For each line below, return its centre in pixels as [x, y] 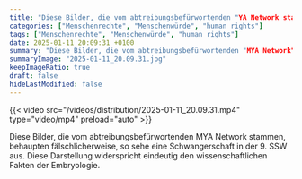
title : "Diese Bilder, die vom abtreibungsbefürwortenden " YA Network [144, 17]
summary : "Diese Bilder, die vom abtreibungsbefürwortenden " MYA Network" [152, 51]
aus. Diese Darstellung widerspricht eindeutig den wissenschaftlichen [138, 155]
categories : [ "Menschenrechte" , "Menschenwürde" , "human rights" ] [136, 26]
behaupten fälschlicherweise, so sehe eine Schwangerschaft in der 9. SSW [148, 146]
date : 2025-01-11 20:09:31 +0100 [72, 43]
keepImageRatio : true [50, 68]
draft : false [34, 76]
